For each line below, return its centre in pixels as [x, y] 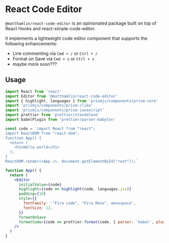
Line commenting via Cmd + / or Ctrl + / [55, 53]
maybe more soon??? [35, 64]
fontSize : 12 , [38, 208]
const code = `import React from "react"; [50, 129]
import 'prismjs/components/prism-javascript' [55, 110]
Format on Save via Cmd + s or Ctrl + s [53, 58]
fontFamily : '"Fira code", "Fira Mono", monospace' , [80, 203]
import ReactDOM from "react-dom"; [43, 133]
